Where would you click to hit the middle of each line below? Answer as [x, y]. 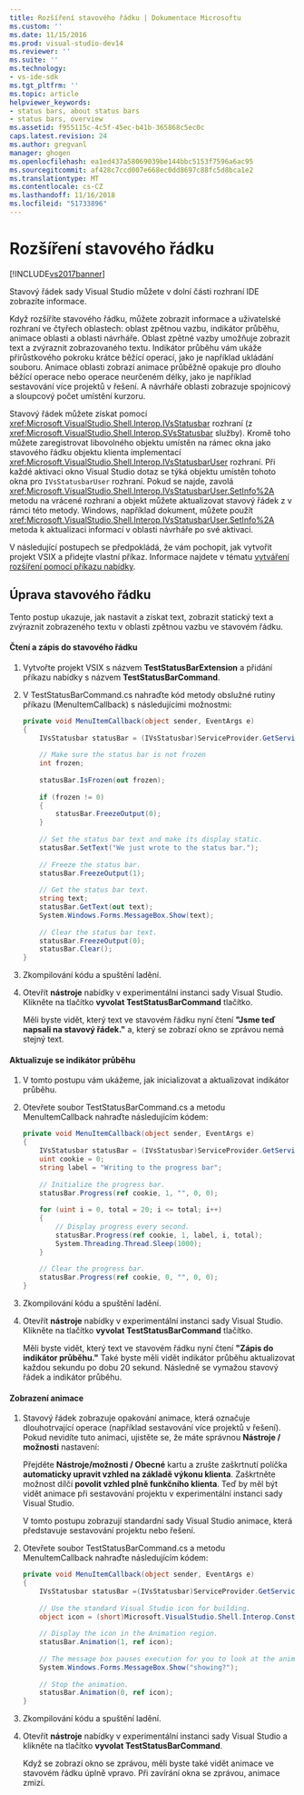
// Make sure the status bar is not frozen [123, 755]
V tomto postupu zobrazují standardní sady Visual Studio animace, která [157, 1521]
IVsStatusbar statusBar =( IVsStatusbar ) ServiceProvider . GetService [169, 1591]
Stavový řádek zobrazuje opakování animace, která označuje [136, 1418]
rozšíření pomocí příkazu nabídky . [73, 566]
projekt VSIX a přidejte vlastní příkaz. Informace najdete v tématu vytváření [150, 556]
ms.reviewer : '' [40, 52]
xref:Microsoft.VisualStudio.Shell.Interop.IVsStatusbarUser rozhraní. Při [142, 462]
